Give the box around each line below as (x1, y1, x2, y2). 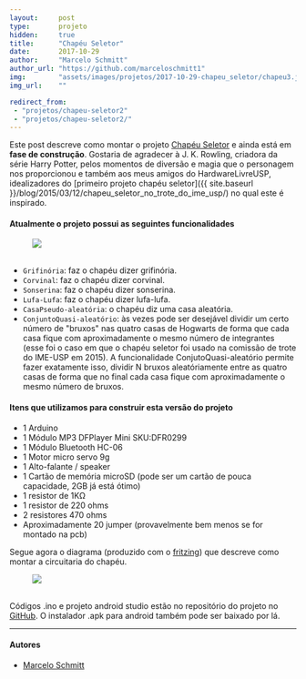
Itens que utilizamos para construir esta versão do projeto (9, 402, 234, 413)
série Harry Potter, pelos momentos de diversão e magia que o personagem (9, 158, 294, 169)
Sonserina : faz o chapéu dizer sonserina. (22, 284, 176, 296)
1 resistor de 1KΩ (22, 490, 87, 501)
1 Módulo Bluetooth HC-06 (22, 441, 123, 452)
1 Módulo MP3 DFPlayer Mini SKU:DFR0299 (22, 431, 188, 442)
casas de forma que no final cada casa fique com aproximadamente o (22, 371, 285, 382)
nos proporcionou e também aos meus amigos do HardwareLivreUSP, (9, 168, 271, 179)
